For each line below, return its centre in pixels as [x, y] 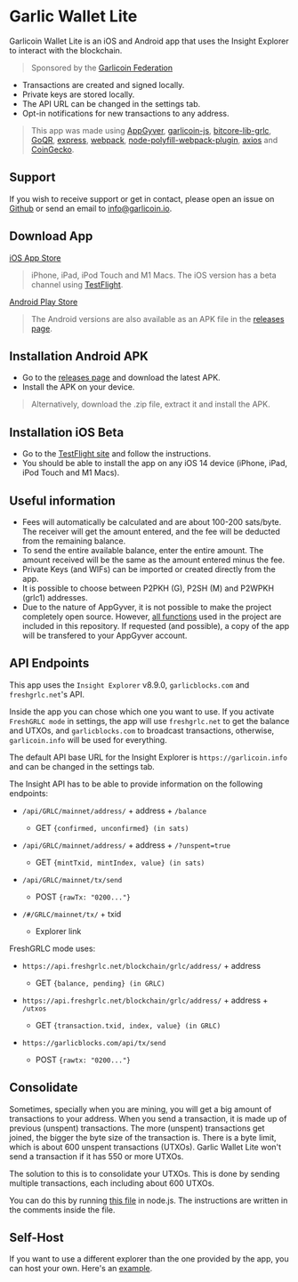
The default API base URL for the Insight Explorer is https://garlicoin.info [148, 757]
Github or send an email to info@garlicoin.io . [91, 208]
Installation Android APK [79, 356]
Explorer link [58, 931]
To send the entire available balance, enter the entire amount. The [143, 550]
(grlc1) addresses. [55, 597]
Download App [51, 236]
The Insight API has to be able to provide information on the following [136, 784]
